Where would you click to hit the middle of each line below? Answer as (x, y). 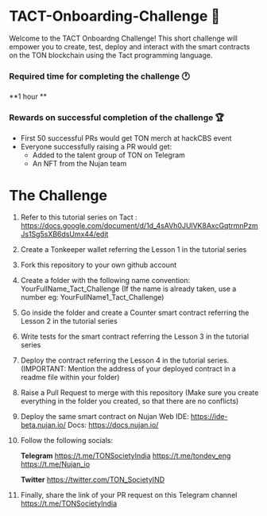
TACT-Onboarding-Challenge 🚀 (115, 16)
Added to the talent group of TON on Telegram (109, 155)
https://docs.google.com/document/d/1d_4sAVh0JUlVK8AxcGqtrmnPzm (139, 226)
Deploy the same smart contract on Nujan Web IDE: (104, 417)
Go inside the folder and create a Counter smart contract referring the (135, 312)
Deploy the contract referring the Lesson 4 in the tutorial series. (125, 360)
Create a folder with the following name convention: (105, 281)
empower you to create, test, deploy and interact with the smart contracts (130, 46)
